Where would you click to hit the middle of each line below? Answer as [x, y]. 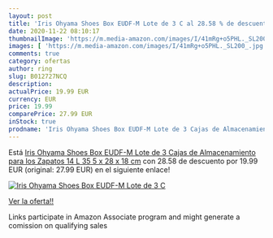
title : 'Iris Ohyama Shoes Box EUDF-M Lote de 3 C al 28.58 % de [121, 24]
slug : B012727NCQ [38, 76]
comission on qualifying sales [58, 225]
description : [30, 84]
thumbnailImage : [36, 39]
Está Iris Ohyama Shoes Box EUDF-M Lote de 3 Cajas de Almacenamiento [132, 152]
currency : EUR [32, 99]
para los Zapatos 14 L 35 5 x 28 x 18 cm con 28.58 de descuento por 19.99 [133, 161]
